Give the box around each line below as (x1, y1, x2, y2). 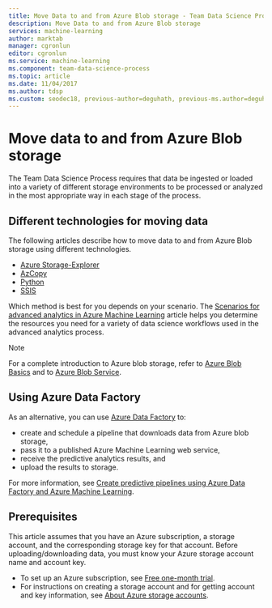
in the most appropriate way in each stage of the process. (8, 191, 202, 201)
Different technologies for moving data (8, 214, 209, 227)
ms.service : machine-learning (8, 57, 111, 66)
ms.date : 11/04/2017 (8, 79, 79, 87)
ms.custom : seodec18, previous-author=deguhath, (8, 95, 176, 103)
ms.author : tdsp (8, 87, 63, 96)
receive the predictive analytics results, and (19, 453, 166, 463)
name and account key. (8, 557, 87, 567)
